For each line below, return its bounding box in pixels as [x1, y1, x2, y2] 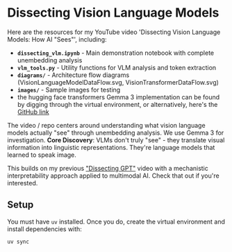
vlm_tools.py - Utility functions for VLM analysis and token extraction [17, 63, 217, 72]
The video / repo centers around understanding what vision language [7, 121, 206, 129]
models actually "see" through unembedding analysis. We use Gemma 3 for [7, 128, 224, 137]
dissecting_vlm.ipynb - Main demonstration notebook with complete [17, 49, 215, 57]
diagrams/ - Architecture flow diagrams [17, 71, 130, 79]
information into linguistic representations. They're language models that [7, 143, 215, 151]
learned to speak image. [7, 151, 76, 159]
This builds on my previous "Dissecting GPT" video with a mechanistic [7, 164, 208, 172]
